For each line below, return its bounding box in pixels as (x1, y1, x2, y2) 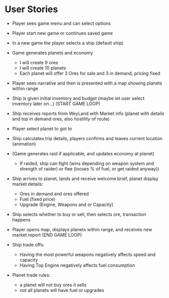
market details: (12, 181, 44, 187)
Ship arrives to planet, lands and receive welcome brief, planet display (12, 176, 159, 182)
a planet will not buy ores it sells (19, 282, 87, 288)
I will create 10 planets (19, 65, 66, 71)
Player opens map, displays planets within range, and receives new (12, 226, 152, 232)
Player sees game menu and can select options (12, 20, 111, 26)
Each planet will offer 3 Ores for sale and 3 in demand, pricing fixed (19, 70, 160, 76)
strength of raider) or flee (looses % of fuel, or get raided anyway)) (19, 165, 159, 172)
